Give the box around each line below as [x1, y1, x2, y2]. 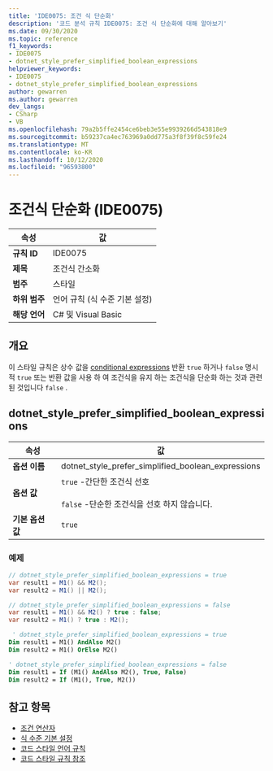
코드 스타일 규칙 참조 [19, 754, 86, 764]
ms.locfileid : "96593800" [8, 163, 96, 172]
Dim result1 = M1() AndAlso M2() [8, 638, 122, 647]
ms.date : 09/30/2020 [8, 27, 79, 35]
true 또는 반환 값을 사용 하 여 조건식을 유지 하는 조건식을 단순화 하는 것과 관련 [16, 372, 262, 382]
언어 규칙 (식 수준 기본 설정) [52, 294, 153, 305]
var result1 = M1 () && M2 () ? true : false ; [8, 608, 162, 616]
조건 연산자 [19, 723, 56, 733]
